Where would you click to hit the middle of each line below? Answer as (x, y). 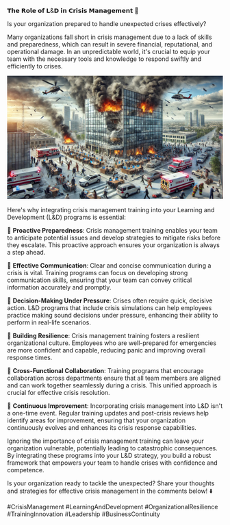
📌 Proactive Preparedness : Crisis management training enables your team (112, 230)
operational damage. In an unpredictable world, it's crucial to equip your (109, 52)
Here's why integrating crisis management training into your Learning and (111, 209)
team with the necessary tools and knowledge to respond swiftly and (104, 59)
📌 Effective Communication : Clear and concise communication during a (109, 265)
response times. (30, 357)
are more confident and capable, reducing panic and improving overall (106, 350)
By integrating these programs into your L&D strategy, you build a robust (109, 455)
